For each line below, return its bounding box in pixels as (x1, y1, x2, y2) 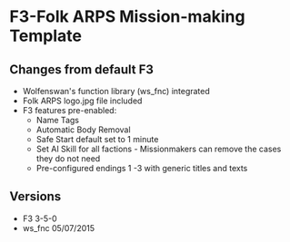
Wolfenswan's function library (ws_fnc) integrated (22, 86, 211, 96)
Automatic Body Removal (35, 124, 131, 135)
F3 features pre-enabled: (22, 105, 117, 115)
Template (9, 25, 82, 46)
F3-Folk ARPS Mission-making (9, 6, 245, 27)
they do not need (35, 153, 101, 164)
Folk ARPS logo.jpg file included (22, 95, 143, 106)
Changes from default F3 (9, 62, 155, 77)
